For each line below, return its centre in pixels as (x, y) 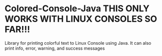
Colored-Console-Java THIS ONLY (77, 9)
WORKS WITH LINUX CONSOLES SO (81, 19)
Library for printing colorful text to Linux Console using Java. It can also (78, 43)
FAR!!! (17, 29)
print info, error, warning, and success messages (55, 48)
